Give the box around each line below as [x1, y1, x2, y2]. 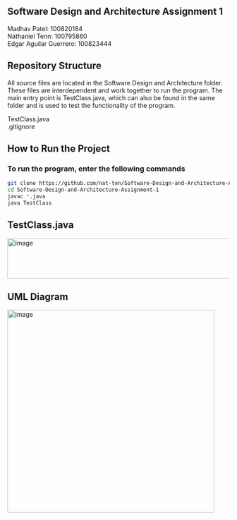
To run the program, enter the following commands [7, 164, 186, 174]
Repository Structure [7, 60, 102, 72]
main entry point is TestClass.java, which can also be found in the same [7, 93, 215, 102]
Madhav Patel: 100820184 [7, 24, 83, 32]
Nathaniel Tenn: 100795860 [7, 32, 87, 40]
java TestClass [7, 199, 52, 207]
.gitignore [7, 122, 35, 131]
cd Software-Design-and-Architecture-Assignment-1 [7, 186, 159, 193]
